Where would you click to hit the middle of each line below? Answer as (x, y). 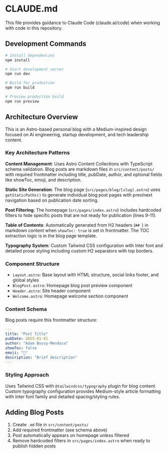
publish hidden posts (34, 446)
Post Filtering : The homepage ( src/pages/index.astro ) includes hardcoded (83, 210)
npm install (18, 60)
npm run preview (22, 101)
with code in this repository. (34, 28)
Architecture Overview (42, 117)
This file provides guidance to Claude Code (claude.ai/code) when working (83, 23)
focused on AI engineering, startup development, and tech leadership (77, 134)
